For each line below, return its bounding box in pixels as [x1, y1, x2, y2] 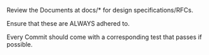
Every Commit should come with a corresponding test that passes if [6, 33, 202, 41]
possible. [6, 40, 33, 48]
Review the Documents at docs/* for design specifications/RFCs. [6, 6, 194, 14]
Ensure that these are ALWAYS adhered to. [6, 19, 130, 27]
